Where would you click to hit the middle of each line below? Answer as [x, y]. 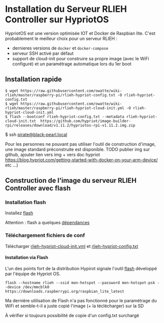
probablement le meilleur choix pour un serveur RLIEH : [61, 39]
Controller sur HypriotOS [57, 20]
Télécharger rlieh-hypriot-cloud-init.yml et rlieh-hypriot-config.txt [72, 246]
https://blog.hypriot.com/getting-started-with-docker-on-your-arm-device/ [82, 160]
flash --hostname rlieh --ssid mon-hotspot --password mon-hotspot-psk [80, 283]
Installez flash [19, 213]
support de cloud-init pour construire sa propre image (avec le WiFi [81, 58]
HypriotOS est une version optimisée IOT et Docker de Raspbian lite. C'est [80, 33]
